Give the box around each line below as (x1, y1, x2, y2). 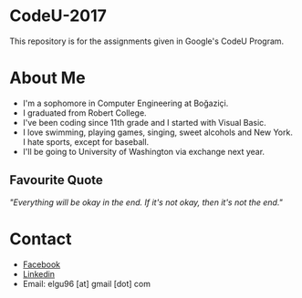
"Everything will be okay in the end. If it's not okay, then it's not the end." (9, 197, 283, 208)
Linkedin (22, 268, 56, 279)
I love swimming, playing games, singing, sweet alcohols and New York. (22, 127, 294, 138)
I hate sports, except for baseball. (22, 136, 150, 147)
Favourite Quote (9, 172, 103, 188)
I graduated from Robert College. (22, 107, 148, 118)
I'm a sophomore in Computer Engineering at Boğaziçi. (22, 98, 229, 108)
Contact (9, 229, 72, 249)
